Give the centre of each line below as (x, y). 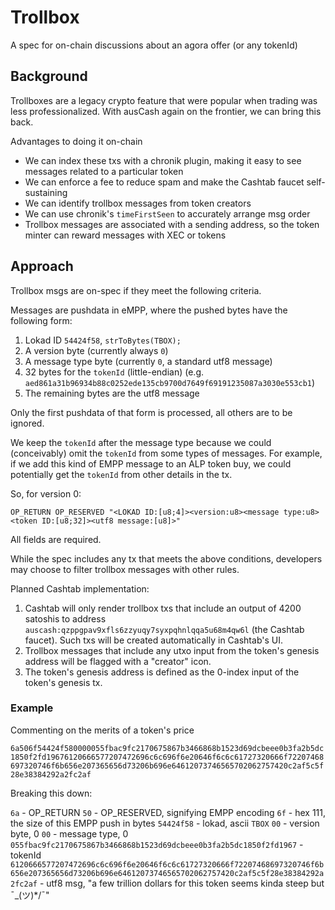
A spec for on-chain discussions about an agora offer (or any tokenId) (154, 45)
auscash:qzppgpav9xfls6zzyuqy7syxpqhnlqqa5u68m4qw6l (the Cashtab (164, 629)
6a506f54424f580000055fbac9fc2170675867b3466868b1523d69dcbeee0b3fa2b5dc (167, 748)
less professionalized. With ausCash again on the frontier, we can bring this (166, 111)
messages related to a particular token (104, 171)
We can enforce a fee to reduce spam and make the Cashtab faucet (164, 182)
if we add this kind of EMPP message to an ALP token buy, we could (151, 463)
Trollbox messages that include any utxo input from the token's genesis (172, 650)
